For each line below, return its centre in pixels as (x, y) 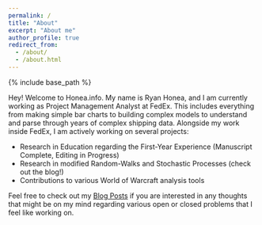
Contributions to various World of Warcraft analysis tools (112, 180)
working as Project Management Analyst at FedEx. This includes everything (131, 106)
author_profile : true (44, 38)
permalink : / (30, 15)
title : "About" (33, 23)
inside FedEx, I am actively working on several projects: (99, 131)
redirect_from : (33, 45)
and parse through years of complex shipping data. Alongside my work (124, 123)
